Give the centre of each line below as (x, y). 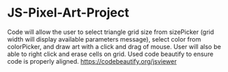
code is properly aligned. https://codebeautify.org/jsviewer (92, 61)
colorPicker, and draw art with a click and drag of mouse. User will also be (114, 46)
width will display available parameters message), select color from (104, 39)
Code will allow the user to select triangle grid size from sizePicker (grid (111, 32)
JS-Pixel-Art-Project (68, 13)
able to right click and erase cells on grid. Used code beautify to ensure (111, 54)
